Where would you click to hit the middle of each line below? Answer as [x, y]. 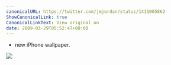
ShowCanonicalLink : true [37, 17]
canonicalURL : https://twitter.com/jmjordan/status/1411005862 [86, 12]
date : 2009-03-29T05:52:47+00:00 [47, 28]
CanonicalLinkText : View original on [53, 22]
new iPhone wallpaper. [42, 45]
